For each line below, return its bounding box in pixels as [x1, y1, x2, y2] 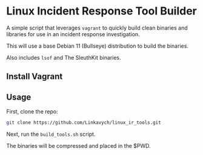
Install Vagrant [6, 71, 63, 82]
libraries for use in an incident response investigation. [6, 30, 141, 37]
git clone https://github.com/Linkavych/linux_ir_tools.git [6, 119, 162, 126]
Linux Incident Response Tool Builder [6, 4, 197, 18]
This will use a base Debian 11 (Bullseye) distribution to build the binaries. [6, 42, 189, 49]
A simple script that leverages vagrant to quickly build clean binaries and [6, 24, 188, 31]
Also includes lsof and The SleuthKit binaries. [6, 54, 121, 61]
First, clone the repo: [6, 108, 59, 115]
